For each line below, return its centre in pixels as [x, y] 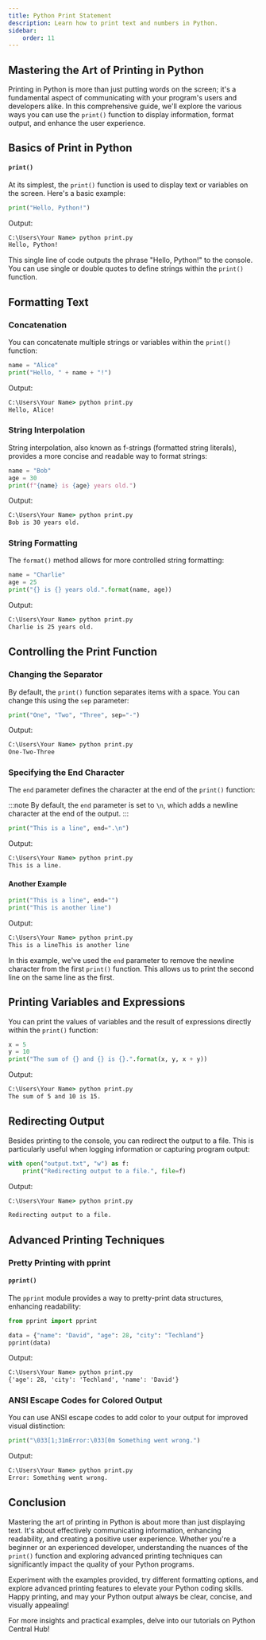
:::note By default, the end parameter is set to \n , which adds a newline [123, 805]
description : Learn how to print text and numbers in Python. [113, 23]
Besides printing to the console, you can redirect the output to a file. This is [131, 1141]
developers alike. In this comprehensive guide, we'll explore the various [125, 106]
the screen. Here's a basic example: [67, 193]
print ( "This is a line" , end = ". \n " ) [69, 828]
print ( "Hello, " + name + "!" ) [60, 372]
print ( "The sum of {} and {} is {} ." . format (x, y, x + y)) [108, 1059]
